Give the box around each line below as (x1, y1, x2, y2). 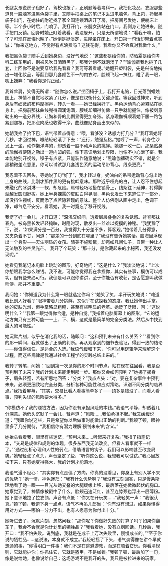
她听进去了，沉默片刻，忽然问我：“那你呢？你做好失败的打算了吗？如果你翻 (5, 518, 161, 524)
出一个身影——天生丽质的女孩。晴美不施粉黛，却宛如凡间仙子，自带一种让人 (5, 239, 163, 245)
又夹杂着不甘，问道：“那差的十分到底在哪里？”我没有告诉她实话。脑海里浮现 (5, 233, 162, 239)
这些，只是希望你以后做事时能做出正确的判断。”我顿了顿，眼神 (33, 417, 160, 423)
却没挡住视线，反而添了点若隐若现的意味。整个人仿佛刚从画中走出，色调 (5, 197, 154, 203)
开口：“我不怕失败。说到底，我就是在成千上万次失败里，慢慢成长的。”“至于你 (5, 530, 162, 536)
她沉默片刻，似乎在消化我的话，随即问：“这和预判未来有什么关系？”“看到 (5, 333, 156, 339)
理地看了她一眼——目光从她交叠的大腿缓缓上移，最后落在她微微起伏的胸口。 (5, 482, 163, 488)
